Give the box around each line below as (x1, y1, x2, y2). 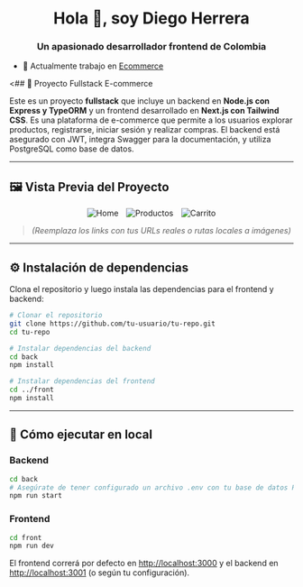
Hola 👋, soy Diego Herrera (53, 8, 250, 29)
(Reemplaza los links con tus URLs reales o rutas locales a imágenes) (31, 225, 291, 236)
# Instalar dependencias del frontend (9, 377, 155, 386)
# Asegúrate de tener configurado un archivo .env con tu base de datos (9, 482, 289, 492)
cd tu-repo (9, 327, 50, 336)
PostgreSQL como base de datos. (9, 143, 134, 154)
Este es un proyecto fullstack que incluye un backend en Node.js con (9, 96, 271, 106)
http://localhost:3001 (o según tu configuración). (9, 567, 190, 578)
